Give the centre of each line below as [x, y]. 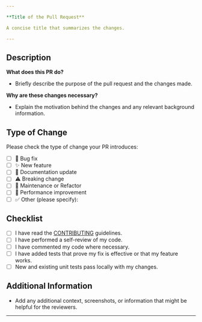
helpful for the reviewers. [46, 307]
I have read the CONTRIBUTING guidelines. [69, 233]
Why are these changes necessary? [52, 95]
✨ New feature [33, 166]
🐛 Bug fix [26, 159]
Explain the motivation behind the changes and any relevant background [105, 107]
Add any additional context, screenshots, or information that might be [101, 300]
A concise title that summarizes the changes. [66, 28]
